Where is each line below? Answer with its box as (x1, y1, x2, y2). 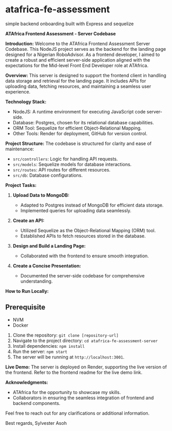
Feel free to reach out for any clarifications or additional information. (5, 410, 150, 416)
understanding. (20, 278, 53, 284)
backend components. (12, 400, 61, 406)
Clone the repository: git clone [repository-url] (12, 332, 119, 338)
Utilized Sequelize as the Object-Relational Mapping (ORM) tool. (20, 227, 156, 233)
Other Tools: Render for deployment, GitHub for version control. (12, 130, 148, 137)
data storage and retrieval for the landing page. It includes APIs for (5, 78, 146, 84)
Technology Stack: (5, 99, 47, 105)
